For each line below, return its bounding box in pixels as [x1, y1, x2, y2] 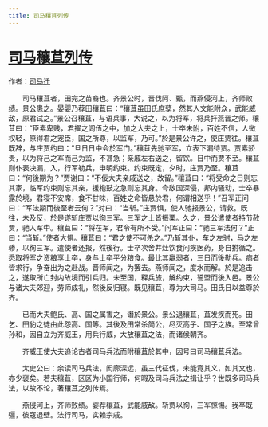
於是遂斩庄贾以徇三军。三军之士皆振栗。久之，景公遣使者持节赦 [49, 213, 260, 222]
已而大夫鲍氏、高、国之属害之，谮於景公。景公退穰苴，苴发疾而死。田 [22, 309, 253, 319]
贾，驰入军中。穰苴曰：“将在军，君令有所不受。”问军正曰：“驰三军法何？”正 [8, 222, 255, 232]
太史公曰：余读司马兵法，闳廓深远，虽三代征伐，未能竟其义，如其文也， [22, 363, 260, 373]
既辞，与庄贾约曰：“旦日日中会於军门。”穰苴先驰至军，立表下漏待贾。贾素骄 [8, 143, 256, 152]
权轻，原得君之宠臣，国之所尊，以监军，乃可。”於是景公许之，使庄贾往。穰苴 [8, 133, 260, 143]
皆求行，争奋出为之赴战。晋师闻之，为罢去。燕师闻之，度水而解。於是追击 [8, 262, 253, 272]
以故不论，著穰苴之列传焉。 [22, 383, 113, 393]
